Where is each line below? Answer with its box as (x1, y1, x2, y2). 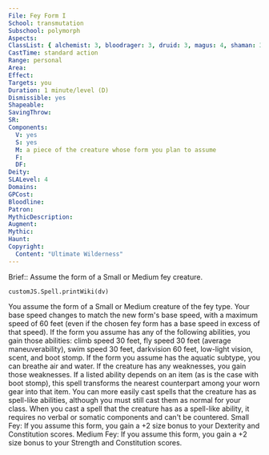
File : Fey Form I (8, 11, 66, 20)
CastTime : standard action (8, 49, 98, 57)
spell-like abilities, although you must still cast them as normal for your (8, 395, 242, 405)
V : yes (15, 131, 38, 139)
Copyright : (8, 243, 45, 251)
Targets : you (8, 79, 52, 87)
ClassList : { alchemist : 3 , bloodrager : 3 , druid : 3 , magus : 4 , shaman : (8, 42, 256, 50)
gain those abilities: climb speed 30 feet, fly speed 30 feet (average (8, 336, 231, 345)
